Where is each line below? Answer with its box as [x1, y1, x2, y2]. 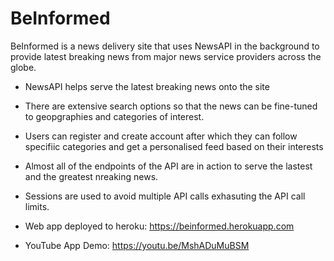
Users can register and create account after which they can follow [24, 130, 298, 142]
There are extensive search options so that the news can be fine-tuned [24, 100, 318, 112]
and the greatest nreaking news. [24, 170, 159, 182]
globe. [10, 61, 37, 73]
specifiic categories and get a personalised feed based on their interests [24, 140, 324, 152]
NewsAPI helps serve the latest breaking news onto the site [24, 80, 270, 92]
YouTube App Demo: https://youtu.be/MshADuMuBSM [24, 239, 250, 251]
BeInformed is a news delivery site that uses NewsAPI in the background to [10, 40, 320, 52]
